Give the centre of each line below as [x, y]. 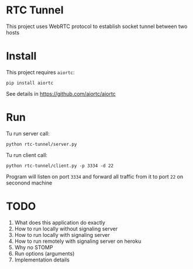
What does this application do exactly [60, 222]
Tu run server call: [28, 133]
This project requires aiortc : [40, 72]
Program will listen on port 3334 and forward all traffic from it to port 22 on [94, 176]
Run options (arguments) [44, 253]
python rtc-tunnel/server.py [42, 144]
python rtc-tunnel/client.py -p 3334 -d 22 [60, 166]
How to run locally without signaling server [66, 229]
